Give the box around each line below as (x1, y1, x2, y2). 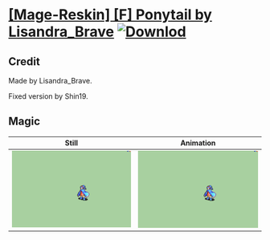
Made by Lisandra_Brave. (8, 76, 92, 85)
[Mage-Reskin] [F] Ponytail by (8, 6, 213, 24)
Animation (180, 138, 216, 148)
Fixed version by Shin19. (8, 92, 88, 101)
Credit (8, 55, 40, 68)
